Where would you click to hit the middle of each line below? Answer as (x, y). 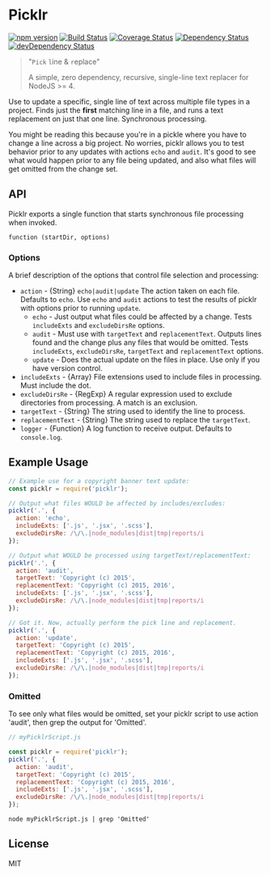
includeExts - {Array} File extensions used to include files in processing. (141, 377)
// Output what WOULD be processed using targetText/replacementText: (130, 555)
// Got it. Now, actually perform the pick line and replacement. (123, 622)
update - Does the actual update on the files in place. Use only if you (146, 360)
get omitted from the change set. (64, 168)
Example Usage (49, 463)
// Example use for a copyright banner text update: (99, 481)
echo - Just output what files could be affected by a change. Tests (142, 316)
